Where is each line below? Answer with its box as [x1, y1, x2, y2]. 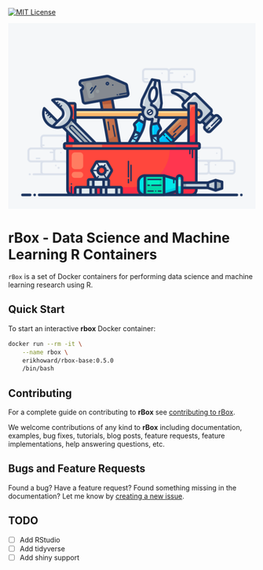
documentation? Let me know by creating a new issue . [8, 491, 184, 501]
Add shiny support [19, 553, 80, 562]
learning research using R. [8, 280, 93, 289]
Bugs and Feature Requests [8, 462, 146, 476]
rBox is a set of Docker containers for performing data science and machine [8, 271, 254, 281]
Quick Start [8, 303, 65, 316]
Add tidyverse [19, 543, 65, 553]
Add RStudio [19, 535, 60, 544]
